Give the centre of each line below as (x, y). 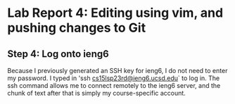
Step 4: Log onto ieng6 (58, 54)
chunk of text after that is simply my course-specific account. (97, 93)
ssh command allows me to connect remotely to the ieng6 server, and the (114, 85)
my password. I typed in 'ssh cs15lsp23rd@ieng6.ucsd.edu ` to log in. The (114, 78)
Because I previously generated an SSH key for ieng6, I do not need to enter (118, 71)
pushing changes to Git (77, 28)
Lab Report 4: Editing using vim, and (115, 13)
